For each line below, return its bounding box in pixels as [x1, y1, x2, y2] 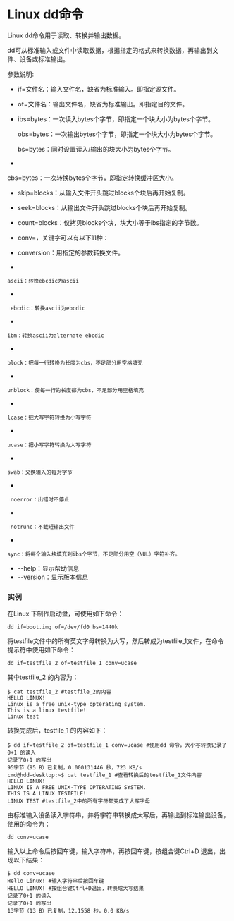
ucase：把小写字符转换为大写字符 [7, 441, 92, 449]
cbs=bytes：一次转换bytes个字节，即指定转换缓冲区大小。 [7, 173, 178, 182]
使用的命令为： [7, 819, 51, 829]
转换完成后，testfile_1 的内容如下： [7, 726, 108, 735]
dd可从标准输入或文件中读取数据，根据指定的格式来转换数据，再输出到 [7, 46, 213, 54]
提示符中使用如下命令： [7, 646, 75, 654]
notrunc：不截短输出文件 [10, 523, 75, 530]
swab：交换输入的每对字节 [7, 468, 73, 476]
